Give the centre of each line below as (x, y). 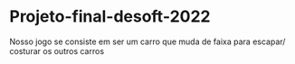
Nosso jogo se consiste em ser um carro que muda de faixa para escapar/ (147, 41)
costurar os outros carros (57, 50)
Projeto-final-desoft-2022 (110, 17)
